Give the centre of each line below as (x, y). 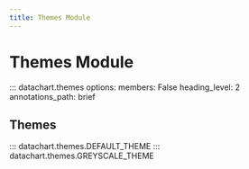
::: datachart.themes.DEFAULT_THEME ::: (85, 147)
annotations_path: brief (53, 96)
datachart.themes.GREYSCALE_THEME (82, 156)
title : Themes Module (50, 18)
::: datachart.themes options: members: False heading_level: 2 (125, 87)
